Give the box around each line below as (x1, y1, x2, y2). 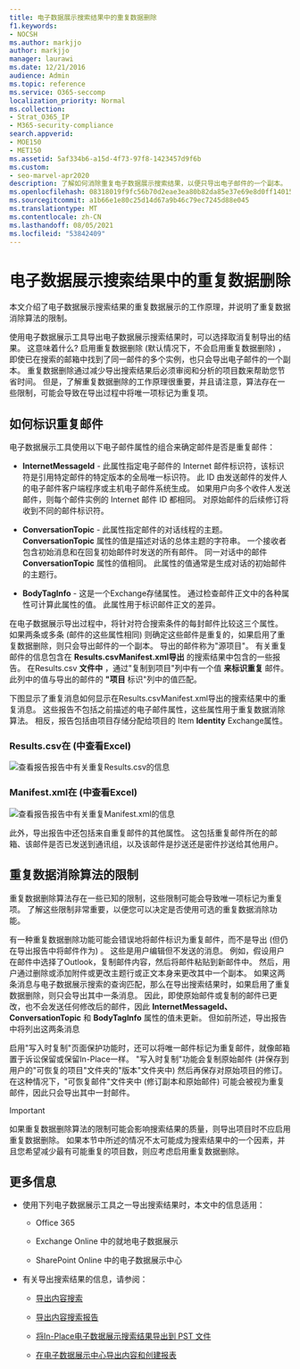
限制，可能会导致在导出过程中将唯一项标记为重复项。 (16, 388, 212, 399)
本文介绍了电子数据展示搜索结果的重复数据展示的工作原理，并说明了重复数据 (9, 301, 291, 313)
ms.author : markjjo (9, 38, 82, 47)
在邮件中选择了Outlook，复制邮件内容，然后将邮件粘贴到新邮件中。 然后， (9, 956, 283, 967)
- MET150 (9, 146, 42, 155)
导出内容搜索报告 (35, 1312, 99, 1323)
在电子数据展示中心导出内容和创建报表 (35, 1350, 177, 1361)
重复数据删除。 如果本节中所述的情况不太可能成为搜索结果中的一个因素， (9, 1134, 278, 1145)
